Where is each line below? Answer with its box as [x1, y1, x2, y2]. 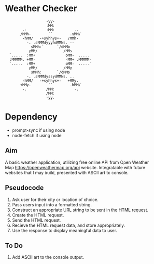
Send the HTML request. [12, 217, 61, 223]
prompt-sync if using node [12, 127, 65, 133]
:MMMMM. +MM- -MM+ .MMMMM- [9, 57, 92, 62]
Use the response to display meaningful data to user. [12, 227, 117, 233]
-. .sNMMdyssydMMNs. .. [26, 74, 75, 79]
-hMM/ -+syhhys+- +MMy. [22, 78, 79, 83]
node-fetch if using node [12, 132, 62, 138]
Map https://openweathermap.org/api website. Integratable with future [5, 164, 146, 170]
